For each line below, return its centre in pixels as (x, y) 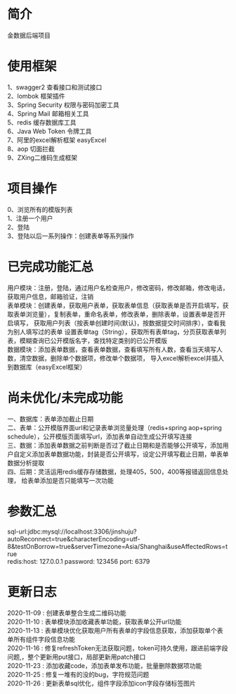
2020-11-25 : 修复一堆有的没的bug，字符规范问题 (78, 674)
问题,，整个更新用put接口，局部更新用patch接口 (77, 657)
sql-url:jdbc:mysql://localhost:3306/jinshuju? (72, 531)
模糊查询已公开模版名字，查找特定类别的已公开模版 (93, 340)
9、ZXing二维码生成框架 (42, 157)
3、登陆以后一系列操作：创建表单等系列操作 (71, 236)
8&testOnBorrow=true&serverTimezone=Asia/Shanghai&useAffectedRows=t (118, 546)
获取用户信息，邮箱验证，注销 (50, 296)
